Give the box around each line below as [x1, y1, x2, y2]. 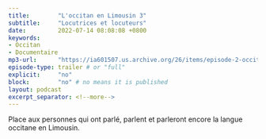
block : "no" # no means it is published [8, 78, 169, 86]
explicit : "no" [8, 71, 73, 79]
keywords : [8, 33, 41, 42]
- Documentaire [8, 48, 59, 56]
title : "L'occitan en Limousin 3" [8, 11, 147, 20]
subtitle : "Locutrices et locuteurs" [8, 19, 147, 27]
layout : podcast [8, 85, 62, 94]
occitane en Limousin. [8, 123, 81, 133]
